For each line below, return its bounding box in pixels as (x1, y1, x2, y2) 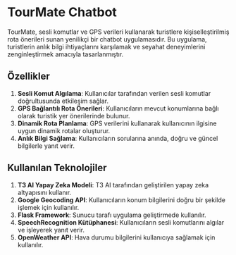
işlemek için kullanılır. (17, 203, 80, 211)
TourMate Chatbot (7, 4, 118, 20)
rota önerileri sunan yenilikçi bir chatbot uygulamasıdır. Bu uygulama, (7, 35, 207, 43)
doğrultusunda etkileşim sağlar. (17, 97, 109, 105)
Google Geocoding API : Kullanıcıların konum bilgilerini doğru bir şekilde (17, 195, 225, 204)
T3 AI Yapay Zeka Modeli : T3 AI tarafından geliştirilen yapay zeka (17, 180, 209, 189)
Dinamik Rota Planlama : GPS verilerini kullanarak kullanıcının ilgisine (17, 119, 217, 127)
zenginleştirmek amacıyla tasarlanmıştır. (7, 50, 124, 58)
